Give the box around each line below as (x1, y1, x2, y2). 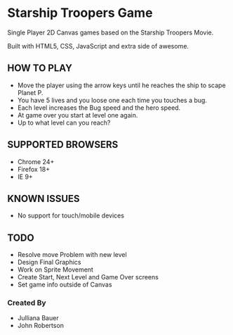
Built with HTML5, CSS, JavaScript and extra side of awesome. (7, 42, 189, 50)
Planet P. (17, 88, 44, 96)
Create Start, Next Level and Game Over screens (17, 273, 159, 282)
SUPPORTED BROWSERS (7, 139, 119, 151)
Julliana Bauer (17, 314, 59, 322)
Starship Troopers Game (7, 5, 153, 21)
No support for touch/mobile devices (17, 211, 125, 220)
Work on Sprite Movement (17, 265, 93, 274)
